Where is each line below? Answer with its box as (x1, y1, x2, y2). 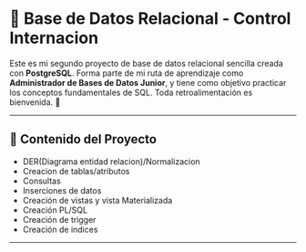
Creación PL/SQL (22, 205, 88, 215)
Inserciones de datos (22, 184, 102, 195)
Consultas (22, 175, 61, 186)
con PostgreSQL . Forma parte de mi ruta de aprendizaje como (9, 68, 244, 79)
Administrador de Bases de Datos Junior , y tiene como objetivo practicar (9, 77, 287, 88)
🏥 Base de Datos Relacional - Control (9, 8, 291, 29)
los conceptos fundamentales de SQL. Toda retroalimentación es (9, 87, 253, 98)
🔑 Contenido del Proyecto (9, 131, 158, 147)
